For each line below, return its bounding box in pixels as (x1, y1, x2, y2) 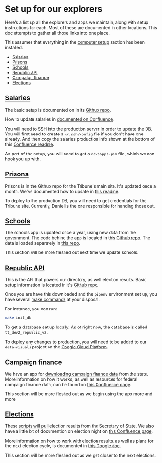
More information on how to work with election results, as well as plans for (5, 438, 154, 444)
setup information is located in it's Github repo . (5, 282, 99, 288)
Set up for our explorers (5, 3, 103, 15)
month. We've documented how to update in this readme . (5, 188, 120, 194)
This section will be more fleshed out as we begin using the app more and (5, 391, 153, 397)
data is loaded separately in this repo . (5, 240, 81, 246)
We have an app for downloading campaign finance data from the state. (5, 371, 149, 377)
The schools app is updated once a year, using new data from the (5, 230, 136, 236)
